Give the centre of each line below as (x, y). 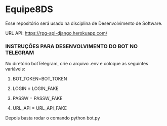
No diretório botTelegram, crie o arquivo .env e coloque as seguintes (77, 64)
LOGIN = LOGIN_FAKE (36, 89)
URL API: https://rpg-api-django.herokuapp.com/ (56, 33)
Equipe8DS (29, 9)
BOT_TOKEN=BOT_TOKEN (40, 79)
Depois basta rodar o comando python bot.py (53, 118)
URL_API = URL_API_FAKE (40, 108)
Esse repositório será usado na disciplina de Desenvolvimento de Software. (84, 23)
